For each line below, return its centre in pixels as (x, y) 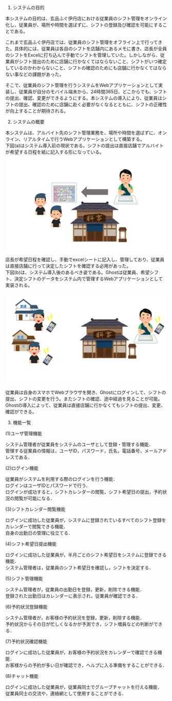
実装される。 (19, 285)
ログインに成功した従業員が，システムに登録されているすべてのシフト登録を (86, 520)
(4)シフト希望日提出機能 (31, 544)
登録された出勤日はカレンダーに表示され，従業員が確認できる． (73, 596)
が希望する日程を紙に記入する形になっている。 (55, 152)
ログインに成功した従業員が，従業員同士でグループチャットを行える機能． (84, 687)
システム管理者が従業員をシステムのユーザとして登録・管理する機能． (79, 444)
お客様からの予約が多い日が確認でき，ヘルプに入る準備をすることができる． (86, 665)
